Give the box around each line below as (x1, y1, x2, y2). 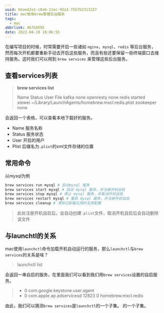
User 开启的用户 (12, 137, 45, 143)
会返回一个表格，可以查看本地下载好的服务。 (5, 115, 95, 120)
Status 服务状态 (12, 131, 44, 137)
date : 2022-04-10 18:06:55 (5, 30, 60, 35)
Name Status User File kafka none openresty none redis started (17, 94, 145, 100)
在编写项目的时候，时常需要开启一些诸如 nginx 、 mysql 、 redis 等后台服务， (5, 44, 156, 49)
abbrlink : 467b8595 (5, 25, 45, 30)
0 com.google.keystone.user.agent (24, 287, 95, 293)
